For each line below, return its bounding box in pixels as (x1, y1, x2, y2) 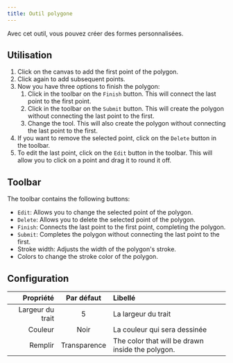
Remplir (28, 341, 54, 351)
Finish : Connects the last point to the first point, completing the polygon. (17, 223, 226, 231)
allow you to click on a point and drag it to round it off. (17, 156, 172, 164)
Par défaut (65, 293, 102, 303)
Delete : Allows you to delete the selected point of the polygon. (17, 216, 196, 224)
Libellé (113, 293, 136, 303)
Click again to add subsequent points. (17, 75, 126, 83)
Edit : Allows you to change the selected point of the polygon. (17, 208, 193, 217)
